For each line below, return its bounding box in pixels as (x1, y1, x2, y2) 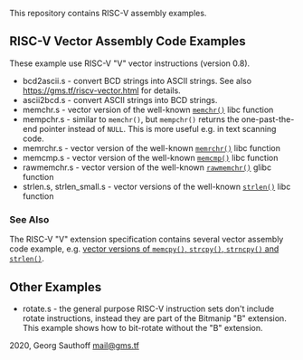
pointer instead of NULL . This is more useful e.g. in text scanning (39, 123, 277, 134)
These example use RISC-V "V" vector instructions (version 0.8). (9, 58, 251, 69)
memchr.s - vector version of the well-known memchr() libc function (22, 104, 274, 115)
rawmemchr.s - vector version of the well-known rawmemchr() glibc (22, 162, 272, 173)
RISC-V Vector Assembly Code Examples (9, 33, 246, 49)
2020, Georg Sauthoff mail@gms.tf (9, 339, 140, 351)
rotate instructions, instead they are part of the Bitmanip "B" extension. (22, 312, 287, 324)
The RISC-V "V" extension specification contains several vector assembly (9, 234, 284, 245)
